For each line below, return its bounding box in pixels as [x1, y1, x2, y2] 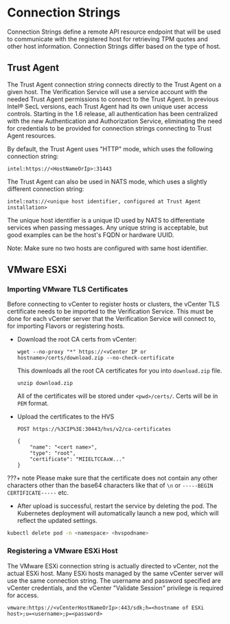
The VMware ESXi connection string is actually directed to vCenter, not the [7, 561, 219, 570]
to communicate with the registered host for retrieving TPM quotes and [7, 34, 208, 43]
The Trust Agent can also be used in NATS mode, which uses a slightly [7, 177, 207, 186]
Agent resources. [7, 131, 56, 140]
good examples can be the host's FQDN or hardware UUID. [7, 230, 174, 238]
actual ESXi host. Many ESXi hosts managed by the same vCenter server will [7, 569, 224, 577]
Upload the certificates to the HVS [16, 412, 115, 421]
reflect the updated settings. [16, 517, 97, 525]
